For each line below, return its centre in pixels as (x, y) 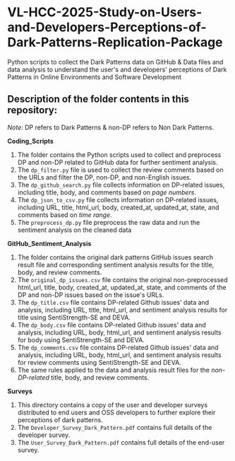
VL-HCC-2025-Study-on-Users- (105, 12)
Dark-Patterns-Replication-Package (115, 42)
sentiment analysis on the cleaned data (74, 230)
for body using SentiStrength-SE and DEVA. (81, 339)
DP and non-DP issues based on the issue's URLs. (91, 295)
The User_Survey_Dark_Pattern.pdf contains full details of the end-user (121, 442)
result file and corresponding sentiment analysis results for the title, (116, 264)
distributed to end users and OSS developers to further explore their (116, 412)
